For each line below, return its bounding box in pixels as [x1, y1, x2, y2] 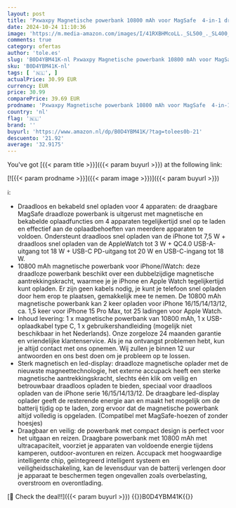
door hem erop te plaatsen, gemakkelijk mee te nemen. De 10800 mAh [17, 292, 221, 300]
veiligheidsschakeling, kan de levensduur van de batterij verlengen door [17, 464, 226, 472]
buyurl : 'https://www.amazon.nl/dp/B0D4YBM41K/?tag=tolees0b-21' [7, 128, 202, 135]
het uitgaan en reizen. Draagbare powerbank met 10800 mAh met [17, 434, 207, 443]
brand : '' [7, 121, 37, 129]
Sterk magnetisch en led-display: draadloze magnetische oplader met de [17, 360, 229, 368]
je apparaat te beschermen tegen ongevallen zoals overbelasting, [17, 471, 207, 480]
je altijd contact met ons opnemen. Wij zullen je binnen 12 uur [17, 344, 195, 353]
